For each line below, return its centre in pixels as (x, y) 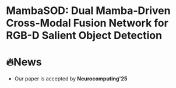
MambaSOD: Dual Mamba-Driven (88, 11)
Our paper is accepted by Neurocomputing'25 (71, 79)
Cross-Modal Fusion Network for (87, 23)
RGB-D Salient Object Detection (84, 36)
